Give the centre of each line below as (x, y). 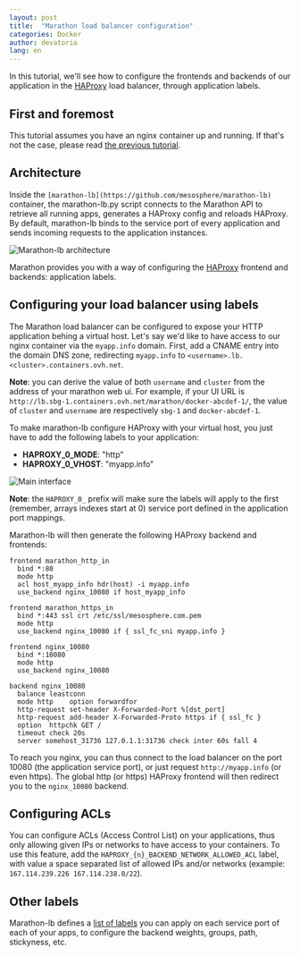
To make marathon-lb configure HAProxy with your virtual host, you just (142, 427)
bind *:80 (35, 569)
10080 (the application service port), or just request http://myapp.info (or (146, 766)
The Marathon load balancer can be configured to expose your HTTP (136, 326)
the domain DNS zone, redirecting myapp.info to (97, 355)
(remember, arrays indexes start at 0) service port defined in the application (149, 508)
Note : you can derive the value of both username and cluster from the (137, 382)
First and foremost (62, 114)
